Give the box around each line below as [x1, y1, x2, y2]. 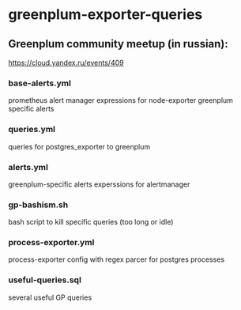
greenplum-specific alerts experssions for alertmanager [8, 180, 190, 189]
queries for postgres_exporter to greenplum [8, 142, 151, 151]
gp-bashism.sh [8, 199, 69, 210]
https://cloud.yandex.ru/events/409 [8, 58, 124, 67]
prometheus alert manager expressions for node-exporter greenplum [8, 96, 233, 105]
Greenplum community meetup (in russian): [8, 37, 229, 51]
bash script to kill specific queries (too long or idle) [8, 217, 174, 227]
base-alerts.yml [8, 77, 71, 89]
